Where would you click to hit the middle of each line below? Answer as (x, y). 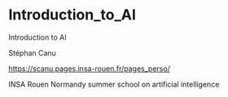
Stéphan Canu (33, 53)
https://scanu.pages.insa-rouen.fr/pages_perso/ (90, 68)
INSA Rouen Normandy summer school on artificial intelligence (114, 84)
